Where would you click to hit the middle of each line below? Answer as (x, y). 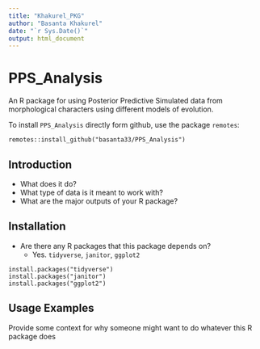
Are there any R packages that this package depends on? (115, 246)
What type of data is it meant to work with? (92, 192)
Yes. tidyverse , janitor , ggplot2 (86, 254)
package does (32, 336)
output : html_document (46, 38)
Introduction (40, 164)
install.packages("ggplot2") (57, 284)
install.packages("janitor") (57, 276)
